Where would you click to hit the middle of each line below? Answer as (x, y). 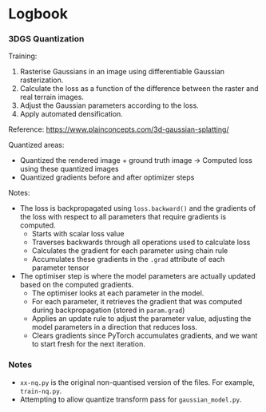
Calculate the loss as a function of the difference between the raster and (139, 89)
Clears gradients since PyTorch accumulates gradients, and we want (145, 335)
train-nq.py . (41, 390)
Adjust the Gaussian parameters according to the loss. (109, 105)
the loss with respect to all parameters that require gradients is (123, 217)
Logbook (38, 14)
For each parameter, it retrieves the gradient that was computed (137, 302)
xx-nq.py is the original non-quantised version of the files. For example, (137, 382)
